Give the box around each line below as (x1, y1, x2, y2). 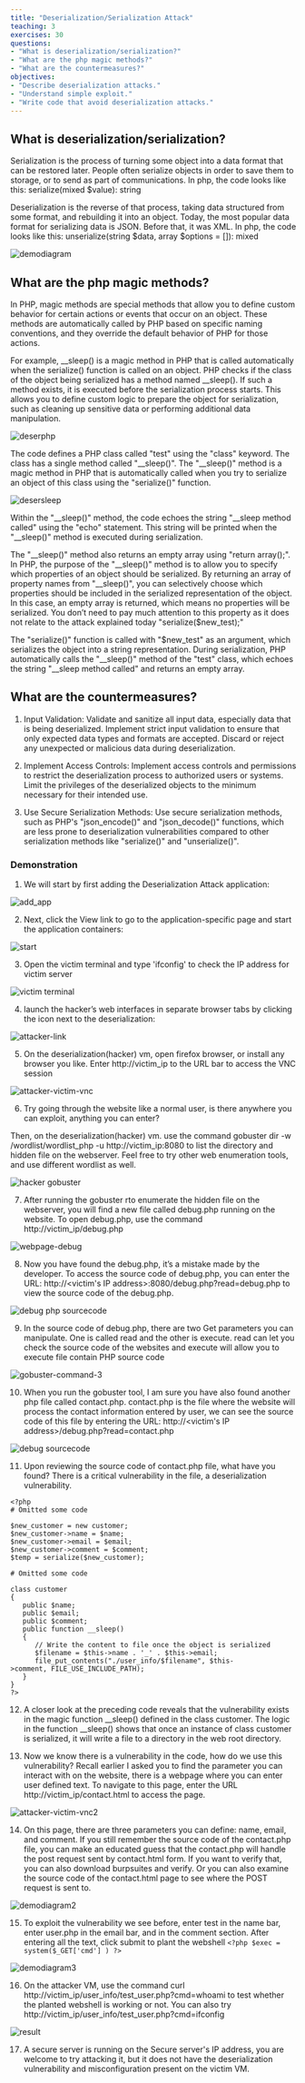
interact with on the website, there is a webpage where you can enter (23, 1770, 283, 1781)
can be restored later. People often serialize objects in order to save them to (10, 165, 294, 176)
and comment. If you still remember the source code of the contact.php (23, 1834, 291, 1845)
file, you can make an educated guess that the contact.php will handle (23, 1844, 287, 1855)
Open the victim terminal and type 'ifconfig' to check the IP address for (23, 959, 290, 970)
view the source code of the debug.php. (23, 1288, 174, 1298)
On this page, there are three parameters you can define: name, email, (23, 1824, 287, 1835)
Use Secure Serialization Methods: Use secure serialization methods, (23, 806, 282, 817)
